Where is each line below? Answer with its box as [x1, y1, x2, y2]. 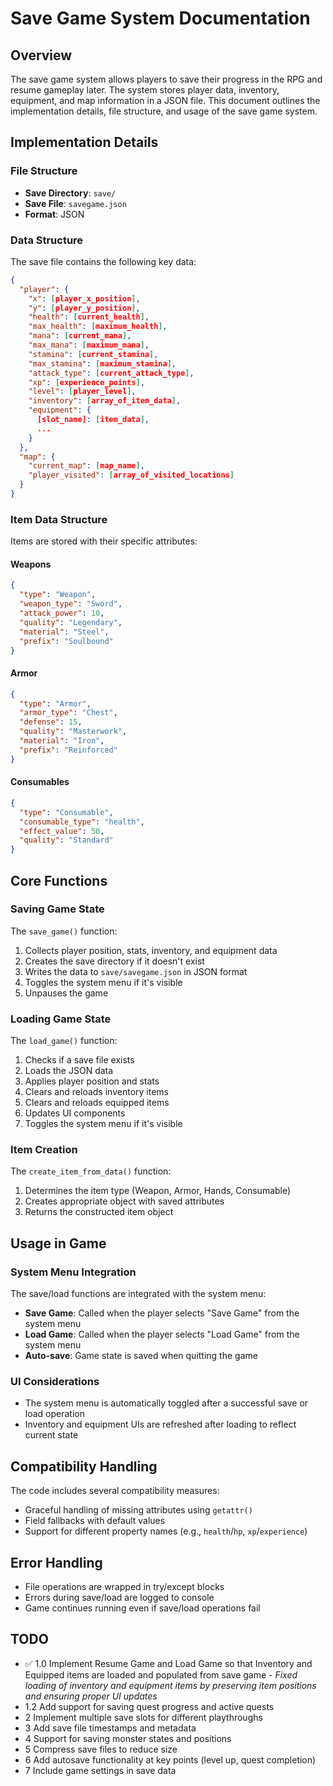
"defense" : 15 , [19, 717, 83, 727]
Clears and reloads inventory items [24, 1086, 169, 1098]
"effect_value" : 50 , [19, 826, 105, 836]
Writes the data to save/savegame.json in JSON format [24, 965, 248, 977]
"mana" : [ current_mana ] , [28, 331, 132, 341]
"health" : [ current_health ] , [28, 312, 150, 322]
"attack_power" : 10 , [19, 608, 105, 619]
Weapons [10, 558, 52, 570]
